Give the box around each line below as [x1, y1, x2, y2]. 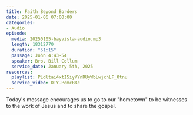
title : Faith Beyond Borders [6, 8, 78, 15]
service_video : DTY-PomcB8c [11, 80, 81, 86]
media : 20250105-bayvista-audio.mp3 [11, 36, 101, 42]
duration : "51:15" [11, 47, 57, 53]
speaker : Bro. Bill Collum [11, 58, 78, 64]
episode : [6, 31, 28, 37]
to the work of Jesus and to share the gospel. [6, 103, 117, 109]
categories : [6, 19, 35, 25]
